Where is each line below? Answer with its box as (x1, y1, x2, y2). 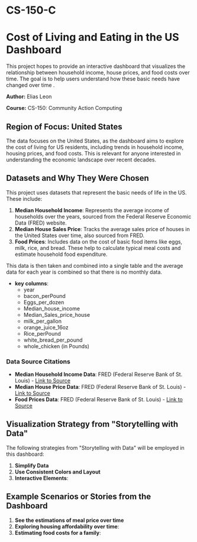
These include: (6, 195, 43, 202)
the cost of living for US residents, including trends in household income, (6, 143, 184, 151)
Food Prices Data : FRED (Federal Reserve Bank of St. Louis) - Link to (14, 396, 183, 403)
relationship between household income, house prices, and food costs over (6, 69, 190, 76)
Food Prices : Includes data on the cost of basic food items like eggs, (14, 238, 182, 245)
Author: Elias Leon (6, 93, 52, 100)
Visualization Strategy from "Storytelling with (6, 419, 179, 429)
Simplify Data (14, 462, 49, 469)
